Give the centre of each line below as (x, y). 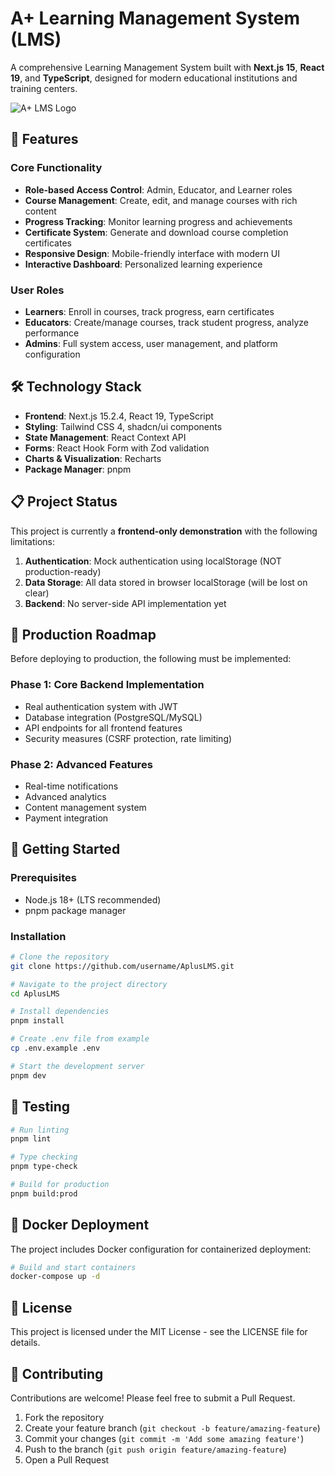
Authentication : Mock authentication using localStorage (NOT (153, 561)
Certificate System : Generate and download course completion (156, 232)
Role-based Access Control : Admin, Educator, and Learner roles (158, 189)
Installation (38, 936)
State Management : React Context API (105, 437)
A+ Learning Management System (155, 18)
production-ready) (63, 571)
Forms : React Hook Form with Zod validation (117, 448)
